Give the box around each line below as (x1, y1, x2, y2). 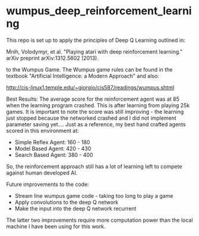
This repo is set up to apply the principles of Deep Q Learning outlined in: (6, 36, 185, 44)
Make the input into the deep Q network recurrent (14, 204, 137, 212)
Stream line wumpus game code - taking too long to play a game (14, 192, 173, 199)
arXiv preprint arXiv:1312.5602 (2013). (6, 54, 99, 61)
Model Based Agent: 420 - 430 (14, 145, 91, 152)
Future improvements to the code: (6, 181, 89, 188)
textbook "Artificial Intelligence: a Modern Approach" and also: (6, 72, 159, 79)
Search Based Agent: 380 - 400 (14, 151, 93, 159)
